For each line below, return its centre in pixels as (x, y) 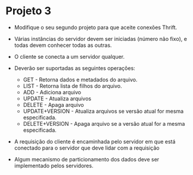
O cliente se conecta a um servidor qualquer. (69, 56)
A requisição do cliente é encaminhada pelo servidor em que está (95, 141)
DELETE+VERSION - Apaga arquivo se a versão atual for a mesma (104, 123)
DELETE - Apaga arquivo (53, 104)
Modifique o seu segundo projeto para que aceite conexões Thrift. (96, 27)
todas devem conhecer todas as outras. (63, 45)
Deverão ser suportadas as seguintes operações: (74, 68)
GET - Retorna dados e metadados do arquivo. (80, 79)
